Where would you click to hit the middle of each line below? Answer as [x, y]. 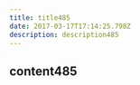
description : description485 [64, 34]
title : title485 [40, 18]
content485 [43, 71]
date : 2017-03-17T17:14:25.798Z [70, 26]
